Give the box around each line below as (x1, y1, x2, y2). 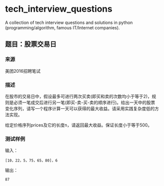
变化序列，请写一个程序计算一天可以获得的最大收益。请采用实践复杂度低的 (5, 105, 155, 111)
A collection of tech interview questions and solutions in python (5, 20, 133, 25)
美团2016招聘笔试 (5, 68, 41, 74)
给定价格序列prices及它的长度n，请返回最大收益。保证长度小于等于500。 (5, 122, 152, 128)
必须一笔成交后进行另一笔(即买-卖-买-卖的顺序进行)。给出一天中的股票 (13, 99, 155, 105)
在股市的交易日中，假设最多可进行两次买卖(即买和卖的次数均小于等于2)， (5, 93, 152, 99)
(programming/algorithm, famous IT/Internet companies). (5, 24, 120, 30)
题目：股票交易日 (5, 40, 57, 48)
